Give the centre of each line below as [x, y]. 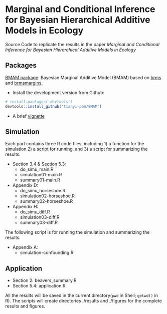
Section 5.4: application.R [39, 286]
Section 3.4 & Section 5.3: [39, 164]
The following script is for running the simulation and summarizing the [77, 232]
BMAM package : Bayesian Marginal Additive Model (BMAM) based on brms [83, 77]
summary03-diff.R [39, 223]
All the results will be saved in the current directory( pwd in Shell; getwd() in [82, 295]
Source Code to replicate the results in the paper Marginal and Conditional [82, 44]
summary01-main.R [40, 180]
